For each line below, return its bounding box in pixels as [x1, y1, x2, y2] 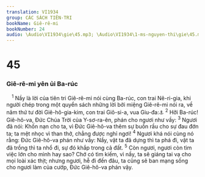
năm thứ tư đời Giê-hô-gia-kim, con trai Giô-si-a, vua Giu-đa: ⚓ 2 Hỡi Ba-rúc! [6, 107, 198, 116]
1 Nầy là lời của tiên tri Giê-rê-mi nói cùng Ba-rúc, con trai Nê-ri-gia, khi [12, 93, 191, 102]
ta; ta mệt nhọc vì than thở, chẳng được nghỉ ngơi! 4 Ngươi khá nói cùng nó [6, 129, 194, 137]
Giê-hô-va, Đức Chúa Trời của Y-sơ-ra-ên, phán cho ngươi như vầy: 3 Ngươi [6, 115, 197, 123]
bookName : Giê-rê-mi [6, 20, 59, 26]
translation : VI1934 [6, 9, 59, 15]
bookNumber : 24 [6, 26, 45, 32]
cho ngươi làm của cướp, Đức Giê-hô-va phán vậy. [6, 163, 133, 171]
